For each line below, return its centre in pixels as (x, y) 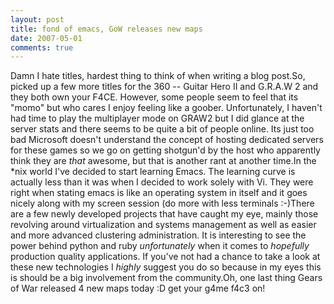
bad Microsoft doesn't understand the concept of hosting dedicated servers (167, 140)
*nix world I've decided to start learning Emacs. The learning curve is (153, 172)
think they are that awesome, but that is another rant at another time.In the (163, 161)
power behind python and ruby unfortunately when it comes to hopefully (160, 246)
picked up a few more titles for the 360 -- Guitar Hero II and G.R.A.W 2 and (164, 87)
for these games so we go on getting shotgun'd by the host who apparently (165, 150)
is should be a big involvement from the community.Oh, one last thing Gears (166, 278)
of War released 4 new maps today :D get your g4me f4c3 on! (138, 288)
